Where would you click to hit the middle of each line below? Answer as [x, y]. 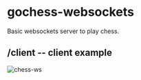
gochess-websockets [71, 12]
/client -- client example [59, 53]
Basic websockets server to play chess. [63, 31]
